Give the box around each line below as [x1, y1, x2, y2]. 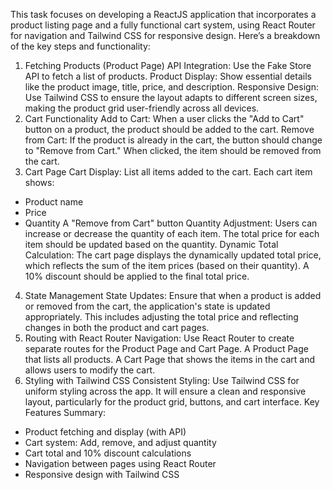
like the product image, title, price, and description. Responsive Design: [24, 81, 319, 93]
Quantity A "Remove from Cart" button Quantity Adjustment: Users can [24, 217, 318, 229]
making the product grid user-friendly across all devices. [24, 102, 260, 114]
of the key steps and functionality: [10, 40, 151, 52]
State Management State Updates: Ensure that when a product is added [24, 290, 322, 301]
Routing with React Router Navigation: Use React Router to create [24, 332, 295, 344]
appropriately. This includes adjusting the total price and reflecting [24, 311, 299, 323]
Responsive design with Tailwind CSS [24, 469, 180, 480]
